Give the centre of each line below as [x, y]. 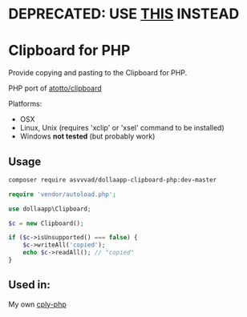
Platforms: [25, 104]
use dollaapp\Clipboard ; [50, 209]
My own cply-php [37, 304]
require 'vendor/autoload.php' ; [62, 194]
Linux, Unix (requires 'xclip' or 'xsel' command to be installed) [122, 128]
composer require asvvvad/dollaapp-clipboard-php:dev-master [113, 180]
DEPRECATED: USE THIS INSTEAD [124, 14]
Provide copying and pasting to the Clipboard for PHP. [98, 73]
